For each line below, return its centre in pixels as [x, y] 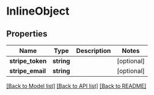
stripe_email [28, 71]
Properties [27, 34]
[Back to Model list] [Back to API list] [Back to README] [76, 86]
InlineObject [38, 11]
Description [94, 51]
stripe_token [28, 61]
